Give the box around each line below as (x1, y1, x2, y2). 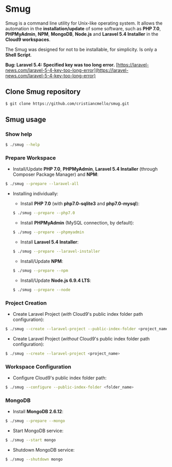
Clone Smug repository (5, 88, 81, 96)
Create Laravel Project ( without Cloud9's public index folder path (12, 335, 150, 341)
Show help (5, 130, 32, 137)
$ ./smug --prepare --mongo (5, 418, 66, 423)
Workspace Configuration (5, 363, 72, 370)
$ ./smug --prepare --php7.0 (12, 211, 75, 216)
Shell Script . (5, 52, 32, 58)
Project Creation (5, 299, 47, 307)
